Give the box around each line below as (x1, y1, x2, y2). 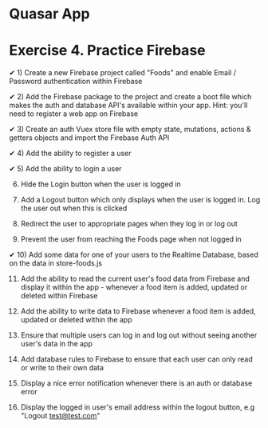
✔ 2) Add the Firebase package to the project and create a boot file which (9, 92, 252, 102)
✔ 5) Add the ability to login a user (9, 164, 122, 174)
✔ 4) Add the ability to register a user (9, 149, 132, 158)
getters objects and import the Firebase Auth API (9, 133, 170, 142)
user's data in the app (20, 339, 93, 349)
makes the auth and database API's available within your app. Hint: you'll (9, 101, 248, 110)
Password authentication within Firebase (9, 77, 143, 86)
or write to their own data (20, 363, 104, 373)
